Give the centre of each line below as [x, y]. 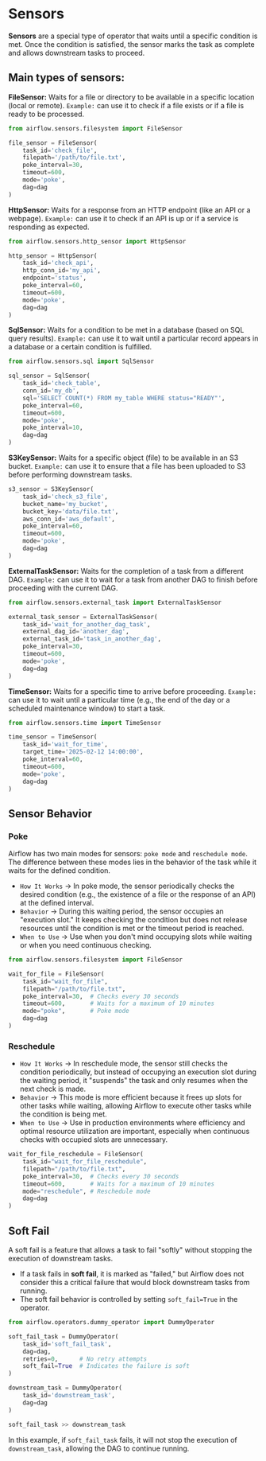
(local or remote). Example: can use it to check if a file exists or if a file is [126, 105]
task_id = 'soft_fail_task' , [67, 1344]
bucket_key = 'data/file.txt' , [71, 511]
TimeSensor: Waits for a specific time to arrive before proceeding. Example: [132, 691]
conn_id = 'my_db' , [51, 391]
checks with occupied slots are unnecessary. [94, 1140]
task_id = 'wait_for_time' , [66, 745]
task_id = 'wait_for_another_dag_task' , [87, 624]
